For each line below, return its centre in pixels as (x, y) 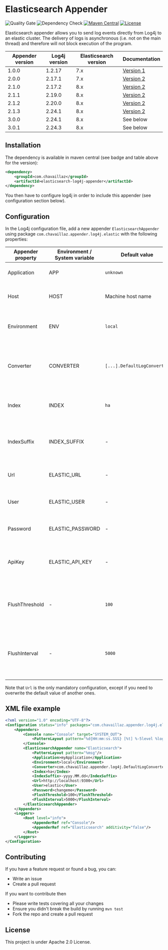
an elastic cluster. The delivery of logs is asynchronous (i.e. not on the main (83, 38)
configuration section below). (35, 201)
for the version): (22, 163)
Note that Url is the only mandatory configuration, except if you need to (79, 688)
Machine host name (128, 297)
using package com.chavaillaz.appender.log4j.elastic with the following (81, 234)
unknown (114, 273)
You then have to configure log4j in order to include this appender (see (78, 195)
